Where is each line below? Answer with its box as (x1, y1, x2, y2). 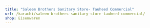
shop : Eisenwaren (5, 16, 41, 20)
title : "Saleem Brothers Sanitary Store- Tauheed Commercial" (5, 7, 134, 12)
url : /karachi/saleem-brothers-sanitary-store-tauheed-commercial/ (5, 11, 146, 16)
